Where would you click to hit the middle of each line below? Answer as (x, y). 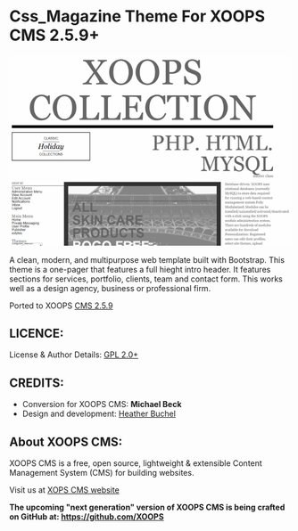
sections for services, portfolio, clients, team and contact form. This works (146, 279)
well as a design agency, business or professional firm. (110, 288)
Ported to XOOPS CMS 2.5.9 (61, 306)
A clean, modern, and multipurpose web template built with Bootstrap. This (147, 259)
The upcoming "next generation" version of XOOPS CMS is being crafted (147, 507)
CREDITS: (37, 383)
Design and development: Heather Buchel (99, 414)
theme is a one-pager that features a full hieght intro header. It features (140, 269)
